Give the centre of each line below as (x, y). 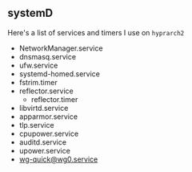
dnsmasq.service (48, 56)
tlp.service (36, 125)
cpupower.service (49, 133)
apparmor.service (48, 117)
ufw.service (38, 65)
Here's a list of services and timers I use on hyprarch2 (96, 32)
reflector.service (46, 91)
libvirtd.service (44, 108)
